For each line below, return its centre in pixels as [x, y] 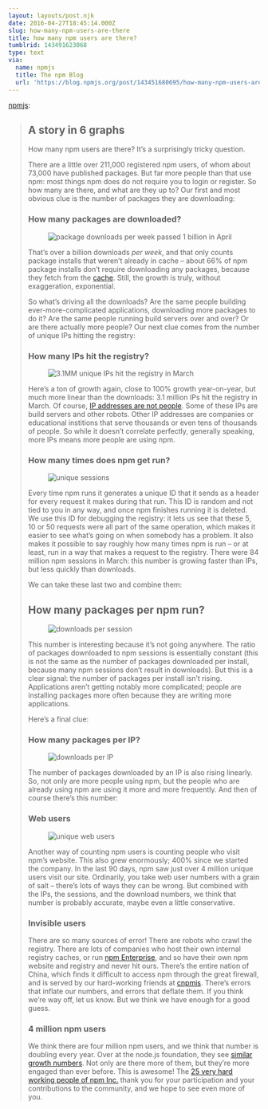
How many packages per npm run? [116, 610]
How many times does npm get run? [99, 460]
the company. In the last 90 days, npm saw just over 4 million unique [140, 868]
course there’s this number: [73, 798]
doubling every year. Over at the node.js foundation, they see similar [140, 1055]
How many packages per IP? [84, 740]
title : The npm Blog [49, 75]
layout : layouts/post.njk [51, 16]
